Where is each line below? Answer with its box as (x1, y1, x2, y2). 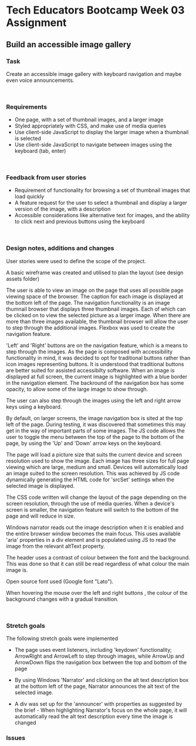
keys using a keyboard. (6, 403, 62, 410)
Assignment (6, 16, 67, 29)
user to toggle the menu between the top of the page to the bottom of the (6, 433, 184, 440)
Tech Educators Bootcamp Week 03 (6, 4, 185, 17)
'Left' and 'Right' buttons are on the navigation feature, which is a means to (6, 342, 188, 349)
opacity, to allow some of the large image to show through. (6, 385, 148, 392)
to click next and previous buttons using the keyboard (14, 218, 145, 225)
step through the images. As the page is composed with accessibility (6, 348, 173, 355)
